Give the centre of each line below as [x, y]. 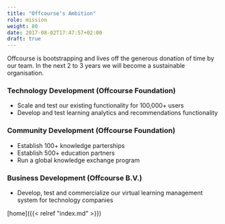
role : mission [27, 20]
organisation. [26, 73]
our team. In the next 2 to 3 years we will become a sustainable [96, 66]
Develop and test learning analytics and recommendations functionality [117, 113]
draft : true [24, 39]
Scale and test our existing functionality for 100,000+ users [101, 105]
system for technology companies [65, 200]
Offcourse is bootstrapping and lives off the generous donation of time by [111, 58]
